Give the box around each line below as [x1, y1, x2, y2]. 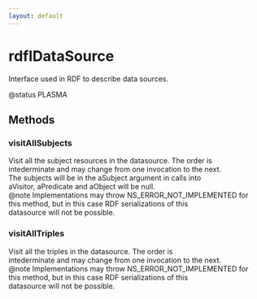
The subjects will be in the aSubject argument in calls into [8, 173, 202, 183]
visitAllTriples [8, 228, 65, 240]
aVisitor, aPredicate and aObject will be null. [8, 182, 156, 192]
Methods [8, 113, 55, 127]
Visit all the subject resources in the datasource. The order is [8, 156, 213, 166]
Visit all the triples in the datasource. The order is [8, 246, 173, 256]
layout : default [8, 11, 63, 20]
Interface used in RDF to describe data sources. [8, 74, 169, 84]
